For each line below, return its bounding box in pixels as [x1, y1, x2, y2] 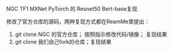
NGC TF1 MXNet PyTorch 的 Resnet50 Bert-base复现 [6, 5, 137, 12]
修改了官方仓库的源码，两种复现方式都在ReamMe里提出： [6, 18, 150, 25]
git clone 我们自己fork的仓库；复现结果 [14, 38, 112, 45]
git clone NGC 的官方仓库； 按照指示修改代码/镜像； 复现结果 [14, 31, 168, 38]
